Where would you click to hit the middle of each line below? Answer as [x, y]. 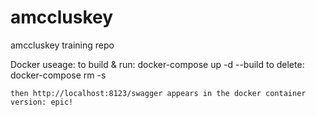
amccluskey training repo [62, 45]
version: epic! [42, 102]
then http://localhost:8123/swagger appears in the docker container [158, 93]
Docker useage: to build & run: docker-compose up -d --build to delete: [157, 64]
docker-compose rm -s [58, 75]
